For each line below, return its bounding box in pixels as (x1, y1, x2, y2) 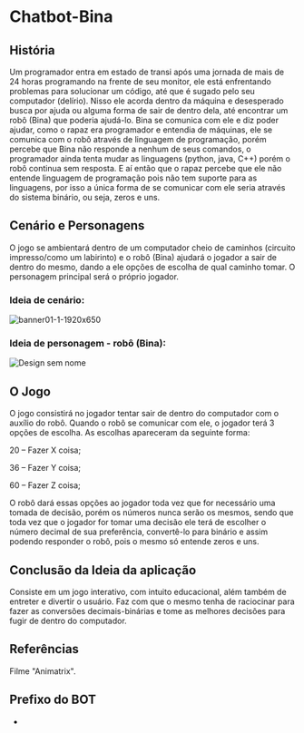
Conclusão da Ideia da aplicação (9, 562, 197, 578)
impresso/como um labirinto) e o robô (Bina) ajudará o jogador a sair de (9, 251, 277, 262)
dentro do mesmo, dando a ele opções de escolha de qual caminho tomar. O (9, 261, 296, 272)
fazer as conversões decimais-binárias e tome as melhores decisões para (9, 606, 286, 617)
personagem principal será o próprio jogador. (9, 270, 180, 282)
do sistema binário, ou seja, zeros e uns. (9, 192, 161, 202)
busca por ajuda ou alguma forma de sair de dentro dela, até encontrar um (9, 105, 289, 115)
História (9, 43, 56, 58)
